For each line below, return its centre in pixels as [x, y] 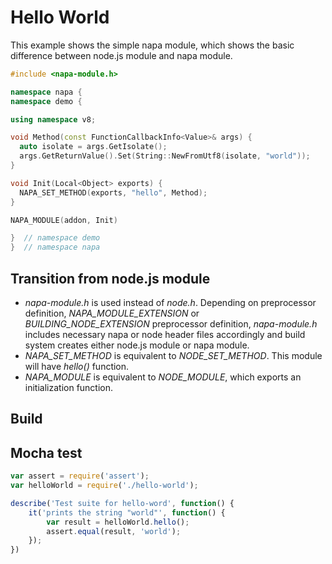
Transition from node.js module [110, 278]
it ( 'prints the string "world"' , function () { [127, 512]
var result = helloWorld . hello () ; [118, 522]
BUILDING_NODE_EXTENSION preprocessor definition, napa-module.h [171, 324]
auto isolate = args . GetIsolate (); [93, 147]
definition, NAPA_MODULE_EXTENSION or [112, 313]
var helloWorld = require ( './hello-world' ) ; [104, 486]
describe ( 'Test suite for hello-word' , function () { [122, 503]
